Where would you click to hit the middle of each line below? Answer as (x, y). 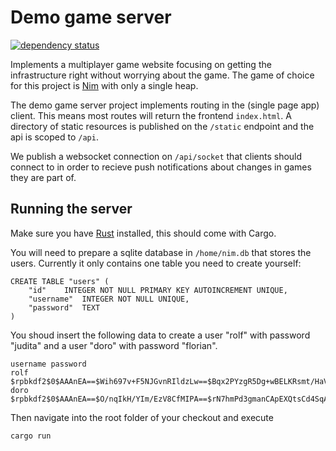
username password (48, 364)
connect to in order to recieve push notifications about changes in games (161, 167)
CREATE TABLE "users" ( (60, 281)
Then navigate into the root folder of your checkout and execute (142, 417)
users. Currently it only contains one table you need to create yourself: (156, 263)
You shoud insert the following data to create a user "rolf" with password (160, 335)
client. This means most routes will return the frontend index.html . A (151, 115)
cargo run (31, 436)
